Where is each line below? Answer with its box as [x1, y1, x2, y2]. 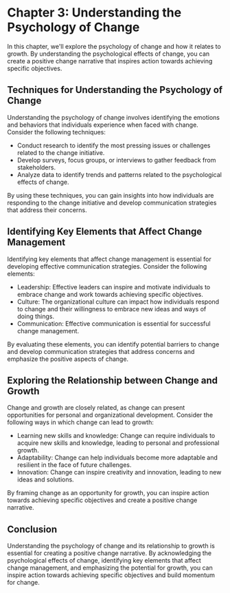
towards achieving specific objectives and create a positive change [7, 496, 198, 504]
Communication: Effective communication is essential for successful [16, 319, 211, 328]
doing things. [16, 312, 55, 320]
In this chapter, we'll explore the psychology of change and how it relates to [7, 42, 221, 50]
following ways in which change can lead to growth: [7, 418, 154, 426]
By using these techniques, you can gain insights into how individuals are [7, 191, 214, 199]
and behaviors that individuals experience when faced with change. [7, 121, 199, 129]
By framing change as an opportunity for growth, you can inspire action [7, 489, 209, 497]
